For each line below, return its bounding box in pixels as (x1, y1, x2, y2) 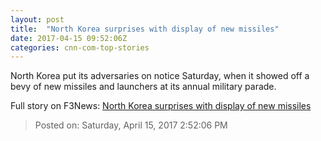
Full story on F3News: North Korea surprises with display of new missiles (10, 100, 312, 112)
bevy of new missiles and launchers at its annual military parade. (10, 81, 277, 93)
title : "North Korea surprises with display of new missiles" (10, 24, 280, 34)
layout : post (10, 14, 65, 25)
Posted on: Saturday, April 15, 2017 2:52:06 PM (34, 119, 228, 131)
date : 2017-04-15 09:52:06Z (10, 33, 128, 43)
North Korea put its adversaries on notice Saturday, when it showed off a (10, 70, 310, 82)
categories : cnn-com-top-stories (10, 42, 150, 53)
